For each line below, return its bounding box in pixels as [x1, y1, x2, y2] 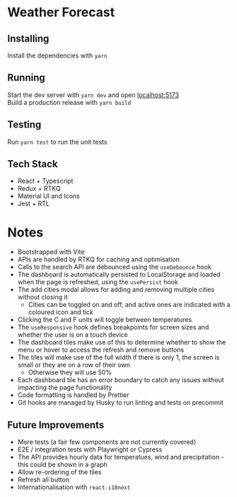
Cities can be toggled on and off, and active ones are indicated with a [28, 301, 231, 309]
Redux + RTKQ [17, 184, 62, 193]
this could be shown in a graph [17, 460, 108, 469]
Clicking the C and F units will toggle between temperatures [17, 315, 192, 324]
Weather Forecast [7, 4, 115, 21]
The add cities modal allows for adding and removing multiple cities [17, 285, 214, 294]
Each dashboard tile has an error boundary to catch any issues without [17, 376, 224, 384]
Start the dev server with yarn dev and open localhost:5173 [7, 90, 179, 99]
